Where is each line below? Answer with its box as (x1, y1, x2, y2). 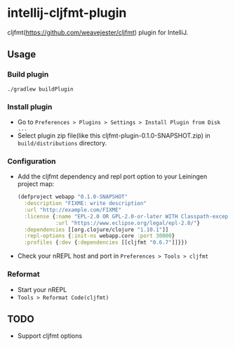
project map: (17, 180, 55, 188)
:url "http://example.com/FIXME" (24, 206, 122, 214)
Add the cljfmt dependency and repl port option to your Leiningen (17, 172, 208, 181)
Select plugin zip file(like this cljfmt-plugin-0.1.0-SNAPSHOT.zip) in (17, 131, 210, 140)
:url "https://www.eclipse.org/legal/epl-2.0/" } (55, 219, 201, 226)
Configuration (7, 156, 56, 166)
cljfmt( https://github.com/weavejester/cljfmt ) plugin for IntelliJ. (7, 28, 189, 37)
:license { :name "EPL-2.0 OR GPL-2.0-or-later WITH (24, 213, 178, 220)
